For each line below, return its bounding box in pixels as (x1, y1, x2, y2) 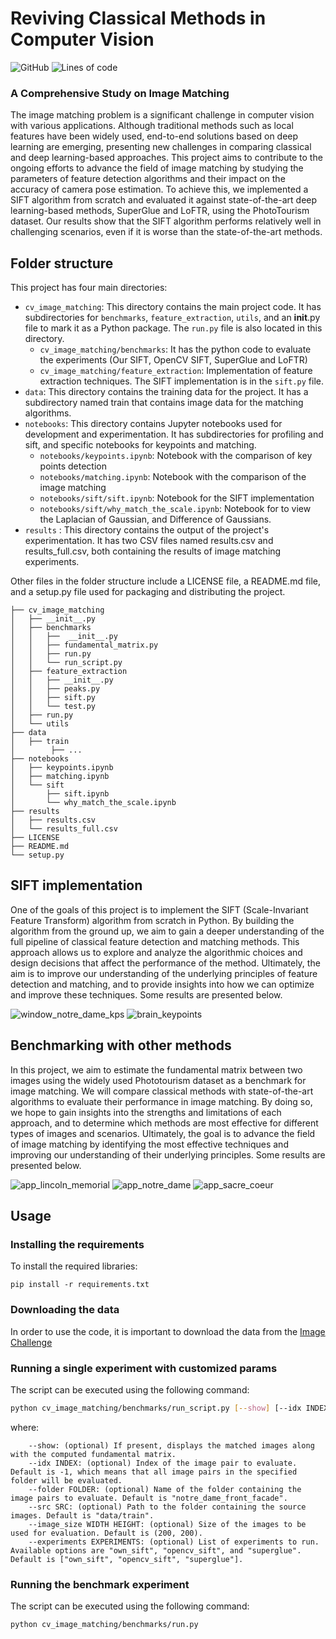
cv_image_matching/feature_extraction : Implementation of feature (39, 365, 313, 377)
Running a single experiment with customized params (10, 1361, 278, 1375)
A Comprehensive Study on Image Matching (10, 86, 230, 100)
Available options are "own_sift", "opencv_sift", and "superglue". (10, 1545, 302, 1556)
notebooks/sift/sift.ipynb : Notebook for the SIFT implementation (39, 492, 315, 504)
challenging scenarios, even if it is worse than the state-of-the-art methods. (10, 226, 323, 238)
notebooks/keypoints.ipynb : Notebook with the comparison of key (39, 450, 313, 462)
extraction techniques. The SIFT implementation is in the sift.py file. (39, 375, 325, 387)
